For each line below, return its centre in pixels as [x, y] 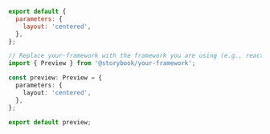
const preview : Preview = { [55, 78]
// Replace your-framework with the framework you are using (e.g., [125, 56]
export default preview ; [50, 122]
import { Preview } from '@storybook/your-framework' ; [102, 63]
